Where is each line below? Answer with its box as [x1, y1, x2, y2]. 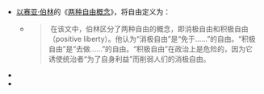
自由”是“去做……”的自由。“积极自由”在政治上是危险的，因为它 [48, 44, 253, 54]
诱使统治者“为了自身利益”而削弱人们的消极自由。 [48, 55, 211, 63]
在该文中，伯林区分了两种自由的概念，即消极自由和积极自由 [50, 24, 249, 34]
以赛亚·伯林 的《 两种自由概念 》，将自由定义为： [15, 7, 171, 16]
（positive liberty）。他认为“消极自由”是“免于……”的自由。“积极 [48, 35, 256, 43]
